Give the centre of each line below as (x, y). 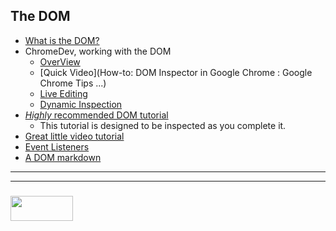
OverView (60, 61)
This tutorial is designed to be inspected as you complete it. (163, 125)
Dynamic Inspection (81, 104)
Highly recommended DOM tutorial (96, 115)
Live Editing (63, 93)
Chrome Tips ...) (73, 83)
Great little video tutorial (74, 136)
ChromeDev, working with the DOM (98, 51)
